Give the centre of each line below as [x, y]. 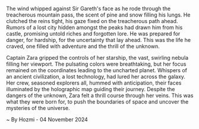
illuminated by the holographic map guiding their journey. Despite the [91, 89]
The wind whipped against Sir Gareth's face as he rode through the [89, 9]
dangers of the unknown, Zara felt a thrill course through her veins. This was [100, 95]
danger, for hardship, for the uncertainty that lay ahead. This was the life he [99, 40]
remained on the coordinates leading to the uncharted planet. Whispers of [97, 70]
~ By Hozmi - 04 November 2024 [47, 120]
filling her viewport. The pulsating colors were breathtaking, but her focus [96, 64]
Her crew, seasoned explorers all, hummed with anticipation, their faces [94, 83]
